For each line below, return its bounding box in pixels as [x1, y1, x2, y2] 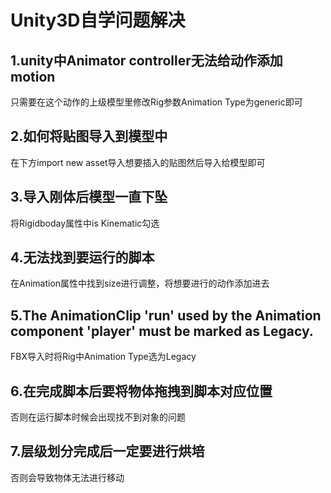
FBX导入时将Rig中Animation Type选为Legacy [10, 351, 197, 363]
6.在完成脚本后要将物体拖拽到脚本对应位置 [10, 382, 273, 400]
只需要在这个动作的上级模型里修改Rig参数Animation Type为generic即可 [10, 96, 303, 108]
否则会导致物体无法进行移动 [10, 471, 125, 483]
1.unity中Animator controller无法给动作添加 [10, 52, 283, 69]
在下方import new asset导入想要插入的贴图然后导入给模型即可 [10, 156, 266, 168]
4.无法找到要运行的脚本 [10, 249, 155, 266]
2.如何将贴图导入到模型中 [10, 128, 168, 145]
